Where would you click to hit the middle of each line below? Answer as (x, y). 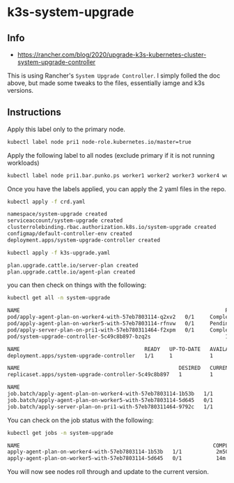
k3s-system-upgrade (71, 12)
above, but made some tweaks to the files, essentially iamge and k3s (106, 83)
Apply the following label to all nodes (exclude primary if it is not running (111, 155)
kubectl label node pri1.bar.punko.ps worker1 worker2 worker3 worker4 (113, 175)
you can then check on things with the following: (77, 285)
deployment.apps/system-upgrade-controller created (84, 240)
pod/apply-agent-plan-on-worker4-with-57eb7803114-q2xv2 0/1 (101, 317)
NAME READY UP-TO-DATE (104, 349)
